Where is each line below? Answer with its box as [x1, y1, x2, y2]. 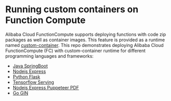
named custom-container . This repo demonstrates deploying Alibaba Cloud [5, 42, 164, 48]
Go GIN [12, 90, 29, 96]
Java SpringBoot [12, 63, 48, 69]
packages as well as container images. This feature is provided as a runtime [5, 37, 165, 43]
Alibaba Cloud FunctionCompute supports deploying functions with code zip [5, 31, 166, 37]
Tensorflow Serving [12, 79, 55, 85]
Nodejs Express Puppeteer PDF [12, 84, 79, 90]
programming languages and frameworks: [5, 53, 94, 59]
